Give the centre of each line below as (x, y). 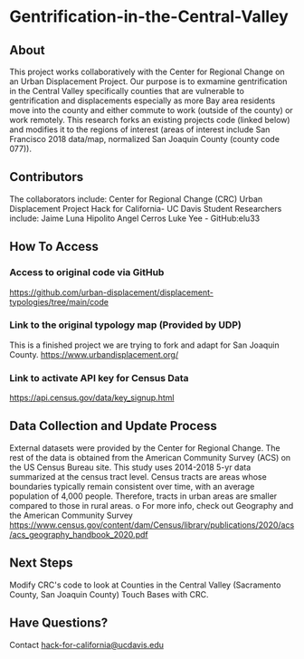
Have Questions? (59, 623)
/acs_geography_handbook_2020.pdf (79, 534)
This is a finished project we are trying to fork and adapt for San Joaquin (145, 345)
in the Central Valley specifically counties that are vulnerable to (127, 91)
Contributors (47, 177)
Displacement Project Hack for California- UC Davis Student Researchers (146, 208)
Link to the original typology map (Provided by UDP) (125, 325)
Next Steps (41, 563)
